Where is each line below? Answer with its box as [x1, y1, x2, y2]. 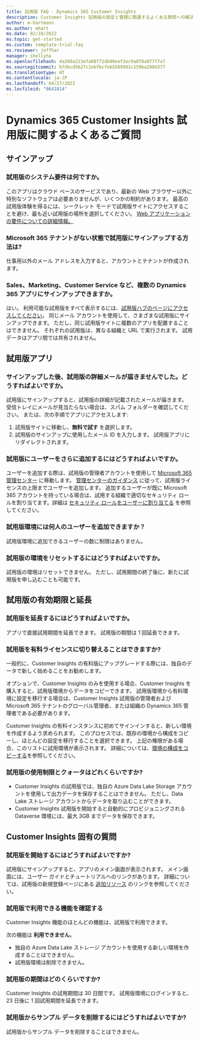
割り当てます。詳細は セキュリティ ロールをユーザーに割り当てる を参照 [16, 499, 191, 506]
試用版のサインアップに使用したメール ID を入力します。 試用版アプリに [14, 431, 191, 439]
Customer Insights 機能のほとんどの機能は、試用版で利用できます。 [6, 919, 171, 926]
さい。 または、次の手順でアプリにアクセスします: [6, 411, 129, 418]
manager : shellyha [6, 53, 52, 59]
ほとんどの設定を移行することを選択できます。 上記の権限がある [21, 737, 179, 744]
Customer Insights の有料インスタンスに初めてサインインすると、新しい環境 [6, 722, 192, 729]
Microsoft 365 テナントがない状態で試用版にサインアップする [6, 234, 182, 242]
